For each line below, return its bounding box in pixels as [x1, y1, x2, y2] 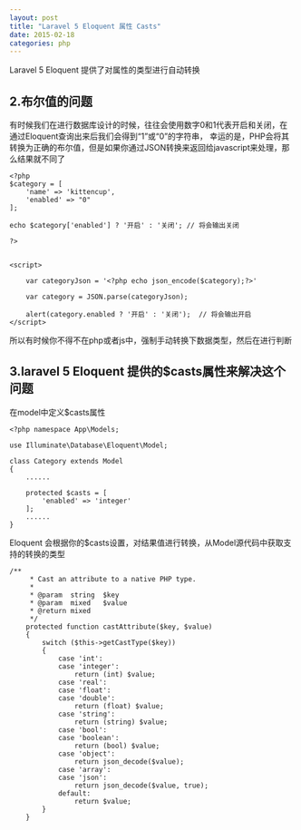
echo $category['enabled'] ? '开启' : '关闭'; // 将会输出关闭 [9, 221, 240, 230]
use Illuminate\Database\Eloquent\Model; [9, 441, 169, 450]
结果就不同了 [16, 153, 65, 164]
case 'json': [57, 773, 107, 782]
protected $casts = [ [25, 488, 107, 497]
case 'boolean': [57, 733, 120, 742]
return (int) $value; [73, 669, 156, 679]
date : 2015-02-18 [9, 30, 75, 39]
